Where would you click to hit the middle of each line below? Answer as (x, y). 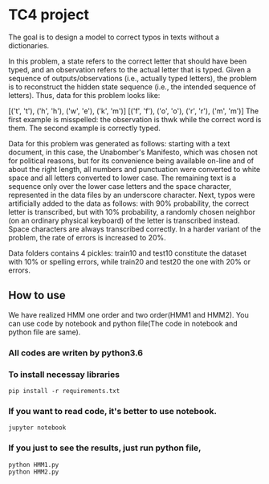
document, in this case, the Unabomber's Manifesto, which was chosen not (133, 152)
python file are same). (45, 332)
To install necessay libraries (64, 374)
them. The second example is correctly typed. (84, 128)
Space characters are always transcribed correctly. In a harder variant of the (134, 229)
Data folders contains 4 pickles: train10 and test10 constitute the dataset (128, 253)
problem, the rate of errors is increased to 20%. (87, 237)
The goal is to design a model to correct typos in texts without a (114, 37)
